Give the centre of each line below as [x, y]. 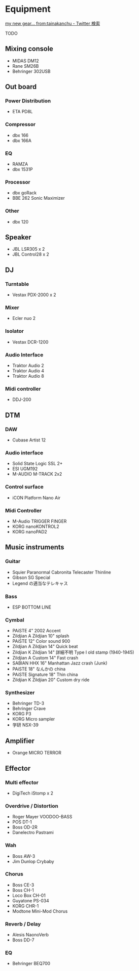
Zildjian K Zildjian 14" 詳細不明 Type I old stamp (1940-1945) [73, 652]
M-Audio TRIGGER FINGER [39, 521]
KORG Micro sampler [34, 719]
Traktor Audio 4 [28, 371]
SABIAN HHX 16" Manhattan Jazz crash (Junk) [60, 663]
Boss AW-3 [24, 856]
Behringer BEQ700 [31, 964]
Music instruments [35, 547]
